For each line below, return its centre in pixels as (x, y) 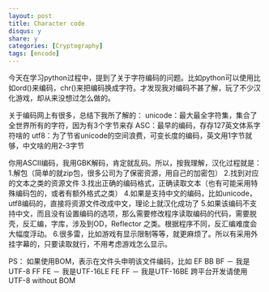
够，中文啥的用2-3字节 (47, 146)
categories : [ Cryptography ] (56, 46)
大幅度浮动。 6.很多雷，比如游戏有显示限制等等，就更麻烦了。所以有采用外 (133, 234)
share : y (23, 39)
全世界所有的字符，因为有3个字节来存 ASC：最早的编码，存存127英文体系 (131, 125)
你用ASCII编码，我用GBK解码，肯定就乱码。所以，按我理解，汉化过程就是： (135, 163)
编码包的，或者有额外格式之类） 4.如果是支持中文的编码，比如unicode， (136, 193)
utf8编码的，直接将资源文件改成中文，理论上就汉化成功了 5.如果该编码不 (129, 203)
